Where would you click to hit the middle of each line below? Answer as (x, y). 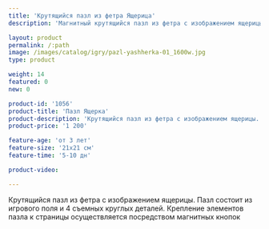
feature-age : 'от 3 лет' (50, 141)
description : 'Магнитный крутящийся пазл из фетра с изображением (121, 23)
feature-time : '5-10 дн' (50, 155)
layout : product (35, 38)
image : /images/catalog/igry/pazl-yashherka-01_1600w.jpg (107, 53)
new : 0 (19, 89)
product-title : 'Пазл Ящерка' (59, 111)
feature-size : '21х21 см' (51, 148)
